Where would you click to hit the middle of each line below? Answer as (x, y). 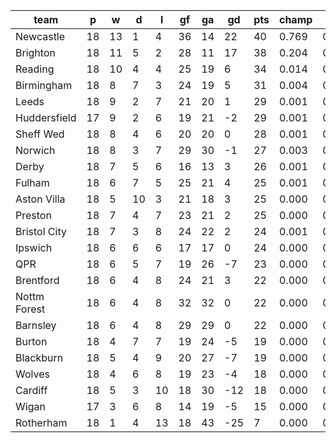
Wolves (32, 374)
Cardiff (31, 390)
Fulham (32, 182)
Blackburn (39, 357)
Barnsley (36, 325)
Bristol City (41, 231)
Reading (35, 69)
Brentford (37, 280)
